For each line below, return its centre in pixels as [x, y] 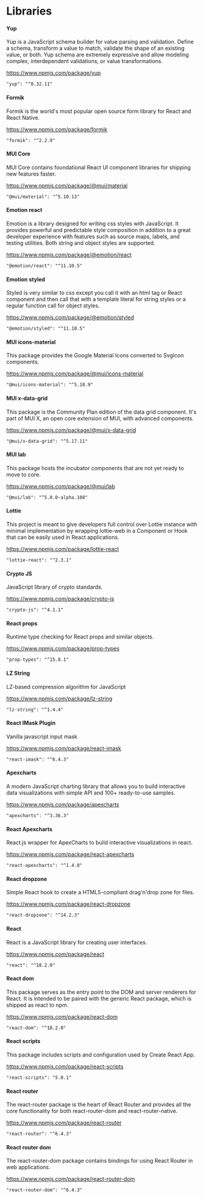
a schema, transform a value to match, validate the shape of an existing [95, 48]
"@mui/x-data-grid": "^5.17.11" [47, 441]
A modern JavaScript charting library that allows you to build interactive [96, 786]
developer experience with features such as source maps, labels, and [93, 236]
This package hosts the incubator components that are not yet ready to [95, 468]
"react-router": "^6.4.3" [39, 1134]
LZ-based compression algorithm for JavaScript [66, 686]
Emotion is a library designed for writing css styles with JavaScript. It [92, 224]
